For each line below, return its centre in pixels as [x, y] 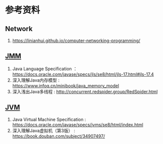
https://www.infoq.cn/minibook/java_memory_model [66, 86]
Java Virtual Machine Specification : [49, 119]
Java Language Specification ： [45, 69]
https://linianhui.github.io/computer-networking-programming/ [76, 41]
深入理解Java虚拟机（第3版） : [44, 130]
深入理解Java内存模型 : [36, 80]
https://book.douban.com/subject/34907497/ [59, 136]
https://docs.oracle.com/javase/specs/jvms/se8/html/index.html [78, 125]
